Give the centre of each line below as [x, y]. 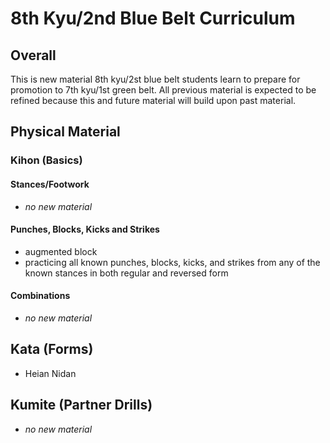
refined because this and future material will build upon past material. [153, 100]
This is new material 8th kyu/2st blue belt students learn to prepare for [155, 79]
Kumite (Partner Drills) [81, 405]
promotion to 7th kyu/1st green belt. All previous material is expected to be [163, 90]
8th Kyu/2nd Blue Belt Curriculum [153, 18]
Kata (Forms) [52, 349]
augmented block [61, 251]
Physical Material [65, 132]
